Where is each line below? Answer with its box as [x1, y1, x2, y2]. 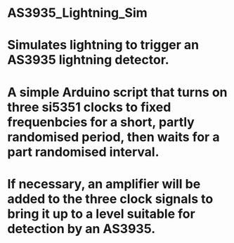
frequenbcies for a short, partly [7, 114, 195, 130]
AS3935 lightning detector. [7, 52, 170, 68]
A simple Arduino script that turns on [7, 84, 228, 100]
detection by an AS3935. [7, 221, 156, 237]
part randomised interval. [7, 144, 160, 159]
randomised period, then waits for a [7, 129, 220, 145]
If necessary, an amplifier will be [7, 176, 201, 192]
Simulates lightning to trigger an [7, 37, 199, 53]
